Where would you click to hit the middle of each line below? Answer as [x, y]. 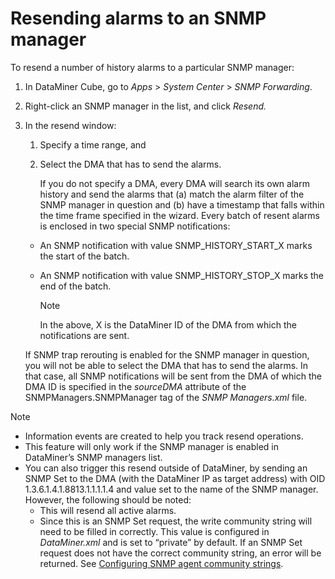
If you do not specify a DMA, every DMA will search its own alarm [174, 183]
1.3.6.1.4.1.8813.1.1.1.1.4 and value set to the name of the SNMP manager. [171, 489]
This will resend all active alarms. [108, 510]
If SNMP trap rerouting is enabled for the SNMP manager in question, [167, 354]
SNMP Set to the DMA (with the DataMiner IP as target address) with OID [175, 478]
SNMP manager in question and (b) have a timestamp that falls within [182, 204]
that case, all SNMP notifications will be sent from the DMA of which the [173, 376]
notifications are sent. [84, 335]
